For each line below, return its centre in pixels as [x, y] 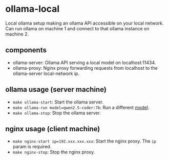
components [26, 50]
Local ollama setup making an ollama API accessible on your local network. [84, 23]
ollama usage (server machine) [56, 89]
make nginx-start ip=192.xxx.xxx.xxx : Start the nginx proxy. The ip [84, 141]
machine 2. [17, 34]
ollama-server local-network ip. [46, 73]
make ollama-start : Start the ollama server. [58, 102]
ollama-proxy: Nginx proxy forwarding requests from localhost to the [85, 68]
